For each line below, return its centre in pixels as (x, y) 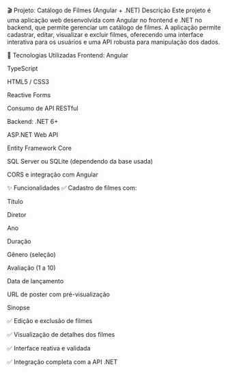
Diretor (17, 215)
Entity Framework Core (40, 148)
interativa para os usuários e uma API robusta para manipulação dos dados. (114, 42)
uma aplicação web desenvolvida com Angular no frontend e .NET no (105, 20)
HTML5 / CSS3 (28, 82)
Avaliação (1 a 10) (31, 268)
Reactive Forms (29, 95)
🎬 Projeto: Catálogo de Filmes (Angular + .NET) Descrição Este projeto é (109, 10)
